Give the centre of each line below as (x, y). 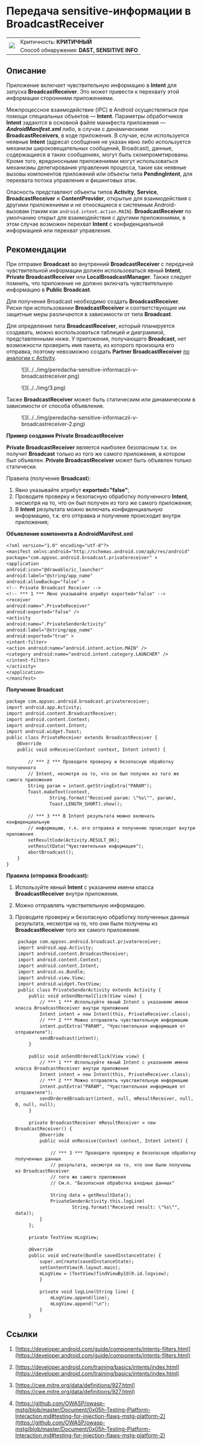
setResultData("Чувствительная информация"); (86, 846)
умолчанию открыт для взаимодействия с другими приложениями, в (96, 218)
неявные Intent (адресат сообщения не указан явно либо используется (99, 142)
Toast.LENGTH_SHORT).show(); (86, 804)
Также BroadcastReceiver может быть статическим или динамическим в (101, 400)
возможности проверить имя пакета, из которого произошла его (90, 345)
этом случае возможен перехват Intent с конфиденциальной (85, 224)
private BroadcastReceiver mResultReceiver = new (92, 1123)
